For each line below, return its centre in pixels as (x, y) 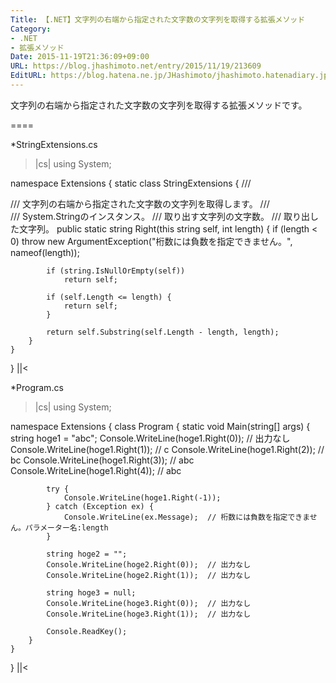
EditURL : (28, 76)
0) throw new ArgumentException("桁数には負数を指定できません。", (151, 241)
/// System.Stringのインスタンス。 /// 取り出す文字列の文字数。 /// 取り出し (164, 216)
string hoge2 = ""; (87, 554)
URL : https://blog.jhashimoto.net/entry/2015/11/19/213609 (136, 66)
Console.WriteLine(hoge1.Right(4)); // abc (96, 470)
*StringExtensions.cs (54, 144)
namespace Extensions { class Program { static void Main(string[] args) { (160, 426)
